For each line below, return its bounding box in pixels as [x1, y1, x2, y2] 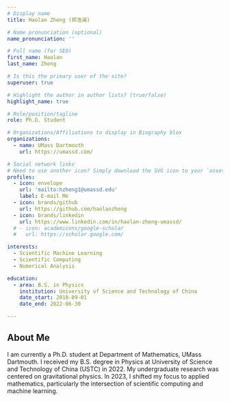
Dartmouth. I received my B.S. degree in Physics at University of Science [7, 357, 213, 366]
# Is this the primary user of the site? [7, 73, 127, 80]
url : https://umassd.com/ [19, 148, 94, 155]
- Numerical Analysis [13, 263, 75, 269]
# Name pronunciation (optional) [7, 29, 103, 36]
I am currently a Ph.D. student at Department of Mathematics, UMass [7, 350, 202, 358]
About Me [7, 332, 50, 344]
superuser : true [7, 79, 53, 86]
